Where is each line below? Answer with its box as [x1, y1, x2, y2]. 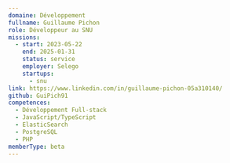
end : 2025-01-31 [22, 48, 76, 56]
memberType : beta [8, 143, 65, 150]
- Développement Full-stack [15, 107, 108, 114]
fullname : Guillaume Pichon [8, 19, 100, 27]
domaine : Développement [8, 11, 86, 20]
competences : [8, 99, 51, 107]
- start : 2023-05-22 [15, 41, 82, 49]
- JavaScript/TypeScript [15, 114, 97, 121]
